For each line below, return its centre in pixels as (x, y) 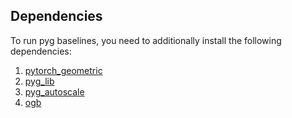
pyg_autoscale (54, 91)
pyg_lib (39, 81)
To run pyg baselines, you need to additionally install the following (146, 40)
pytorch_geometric (63, 70)
